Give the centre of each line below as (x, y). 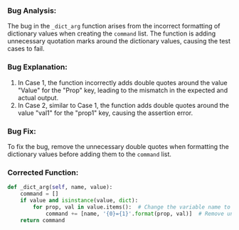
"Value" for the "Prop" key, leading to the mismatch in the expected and (123, 90)
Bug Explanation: (37, 67)
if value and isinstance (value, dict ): (79, 200)
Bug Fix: (22, 131)
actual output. (38, 97)
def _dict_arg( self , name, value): (60, 187)
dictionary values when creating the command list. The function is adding (112, 33)
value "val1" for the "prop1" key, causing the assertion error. (105, 113)
